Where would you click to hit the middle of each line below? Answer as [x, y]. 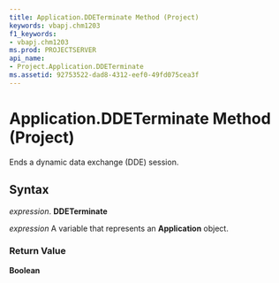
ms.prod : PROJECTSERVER [53, 50]
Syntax [29, 190]
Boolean [25, 270]
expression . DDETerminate [58, 211]
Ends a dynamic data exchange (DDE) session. [94, 162]
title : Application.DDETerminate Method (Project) [104, 17]
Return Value [38, 251]
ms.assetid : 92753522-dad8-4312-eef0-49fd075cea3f [104, 75]
